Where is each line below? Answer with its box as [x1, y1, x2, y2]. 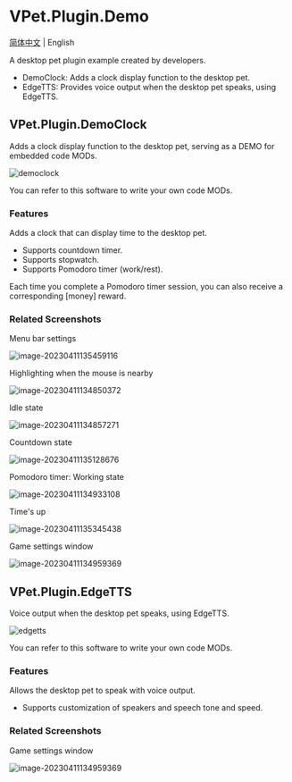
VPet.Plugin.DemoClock [9, 117, 147, 132]
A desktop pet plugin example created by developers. [9, 55, 206, 65]
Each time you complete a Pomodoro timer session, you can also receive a [9, 282, 284, 292]
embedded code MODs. [9, 150, 97, 161]
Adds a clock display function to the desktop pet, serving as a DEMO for [9, 140, 275, 151]
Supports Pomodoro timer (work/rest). [21, 264, 163, 274]
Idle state [9, 402, 44, 413]
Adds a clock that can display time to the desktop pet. [9, 228, 208, 239]
